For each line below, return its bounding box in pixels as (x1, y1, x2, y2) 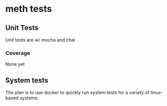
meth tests (5, 3, 52, 15)
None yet (5, 61, 25, 67)
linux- (151, 90, 163, 96)
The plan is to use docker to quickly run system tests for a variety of (5, 90, 150, 96)
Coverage (5, 49, 31, 57)
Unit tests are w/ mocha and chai (5, 37, 76, 43)
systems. (20, 95, 39, 101)
